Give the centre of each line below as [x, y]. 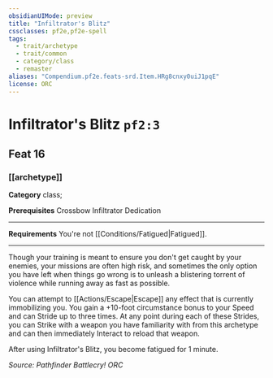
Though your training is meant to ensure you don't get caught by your [125, 258]
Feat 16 [27, 154]
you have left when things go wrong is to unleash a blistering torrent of [127, 275]
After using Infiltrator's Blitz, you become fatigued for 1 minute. [113, 350]
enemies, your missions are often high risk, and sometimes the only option [133, 266]
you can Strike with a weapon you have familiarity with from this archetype [133, 325]
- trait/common [41, 54]
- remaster [34, 69]
